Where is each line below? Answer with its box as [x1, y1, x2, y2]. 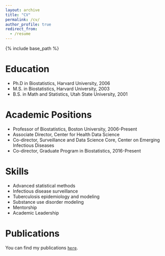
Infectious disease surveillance [12, 188, 78, 194]
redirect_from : [5, 27, 38, 32]
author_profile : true [5, 22, 52, 27]
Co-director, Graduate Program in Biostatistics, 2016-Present [12, 147, 142, 154]
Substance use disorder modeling [12, 199, 84, 205]
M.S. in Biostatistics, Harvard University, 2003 [12, 86, 110, 92]
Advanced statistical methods [12, 182, 76, 188]
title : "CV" [5, 12, 31, 17]
